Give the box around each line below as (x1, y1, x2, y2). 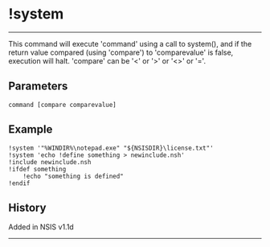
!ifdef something (8, 165, 67, 173)
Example (8, 122, 53, 137)
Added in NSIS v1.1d (8, 222, 74, 232)
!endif (8, 179, 31, 187)
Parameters (8, 80, 68, 93)
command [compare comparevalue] (8, 101, 117, 109)
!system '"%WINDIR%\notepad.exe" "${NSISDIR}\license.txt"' (8, 144, 215, 152)
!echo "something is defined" (22, 172, 125, 180)
